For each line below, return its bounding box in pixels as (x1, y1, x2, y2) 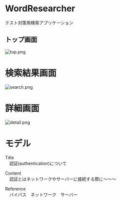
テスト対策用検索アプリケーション (5, 20, 74, 25)
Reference (5, 186, 26, 192)
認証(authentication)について (9, 160, 67, 166)
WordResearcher (5, 3, 76, 14)
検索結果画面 (5, 67, 57, 78)
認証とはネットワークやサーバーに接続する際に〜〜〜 (9, 176, 116, 182)
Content (5, 170, 21, 176)
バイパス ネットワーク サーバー (9, 192, 78, 198)
